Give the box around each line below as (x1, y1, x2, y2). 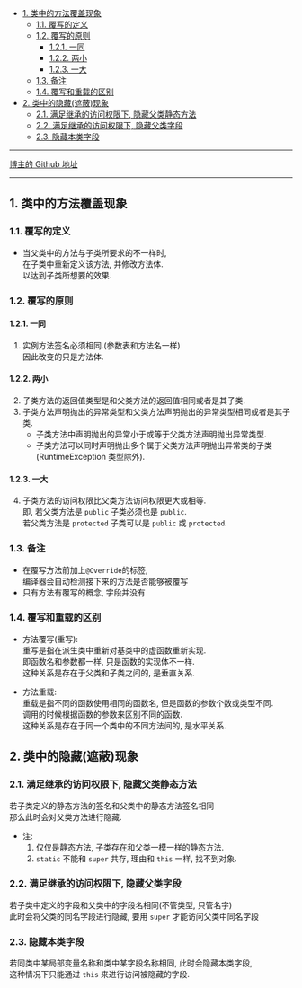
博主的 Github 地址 (9, 159, 78, 169)
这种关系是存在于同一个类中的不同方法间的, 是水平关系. (22, 719, 226, 730)
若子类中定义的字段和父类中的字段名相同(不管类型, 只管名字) (9, 899, 233, 910)
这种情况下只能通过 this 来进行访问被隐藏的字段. (9, 969, 191, 980)
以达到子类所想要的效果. (22, 269, 112, 280)
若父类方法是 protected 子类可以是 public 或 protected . (22, 517, 227, 528)
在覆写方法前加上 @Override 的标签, (22, 564, 148, 575)
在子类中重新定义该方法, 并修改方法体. (22, 259, 164, 269)
